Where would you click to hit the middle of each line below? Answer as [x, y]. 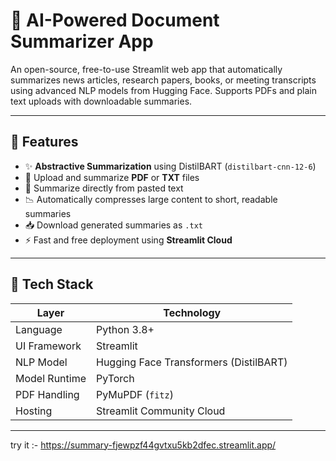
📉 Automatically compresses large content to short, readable [151, 199]
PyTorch [115, 378]
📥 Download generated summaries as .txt [113, 225]
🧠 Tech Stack [52, 284]
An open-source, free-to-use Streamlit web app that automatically [146, 69]
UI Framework [48, 346]
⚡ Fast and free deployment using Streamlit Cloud [128, 240]
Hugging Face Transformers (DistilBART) [192, 362]
